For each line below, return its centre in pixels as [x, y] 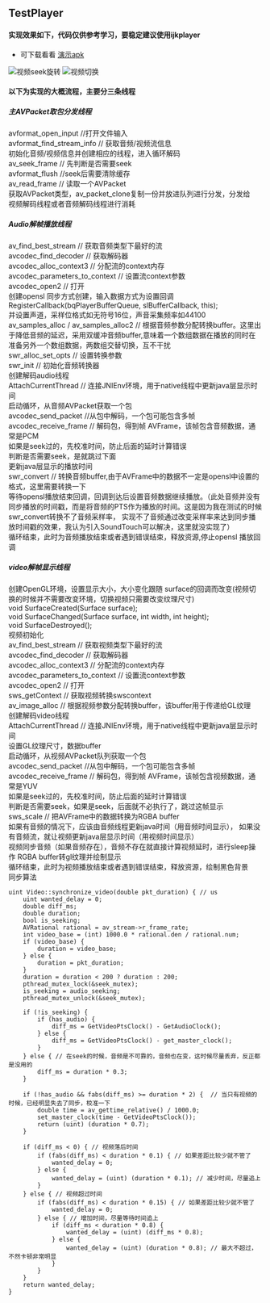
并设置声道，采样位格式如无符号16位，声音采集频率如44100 [107, 315]
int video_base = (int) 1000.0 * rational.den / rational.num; [131, 935]
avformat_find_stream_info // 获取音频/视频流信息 [90, 144]
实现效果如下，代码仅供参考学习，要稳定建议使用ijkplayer [104, 35]
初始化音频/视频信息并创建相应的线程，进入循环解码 [95, 153]
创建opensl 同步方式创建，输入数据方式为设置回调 [91, 296]
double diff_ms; [50, 907]
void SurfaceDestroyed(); [50, 626]
